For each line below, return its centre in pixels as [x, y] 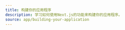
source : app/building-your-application [47, 19]
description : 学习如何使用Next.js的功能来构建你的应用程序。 [64, 15]
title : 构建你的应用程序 [28, 10]
